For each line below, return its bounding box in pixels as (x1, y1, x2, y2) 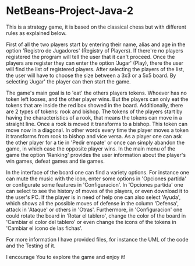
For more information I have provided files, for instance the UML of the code (6, 236, 189, 243)
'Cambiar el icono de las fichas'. (6, 225, 83, 232)
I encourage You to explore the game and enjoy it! (6, 253, 126, 260)
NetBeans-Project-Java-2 (6, 4, 134, 17)
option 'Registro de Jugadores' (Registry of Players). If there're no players (6, 47, 183, 54)
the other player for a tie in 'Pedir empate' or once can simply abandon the (6, 139, 185, 146)
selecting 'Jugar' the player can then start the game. (6, 78, 131, 85)
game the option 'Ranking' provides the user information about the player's (6, 151, 186, 158)
